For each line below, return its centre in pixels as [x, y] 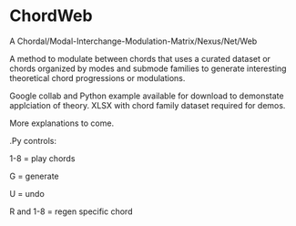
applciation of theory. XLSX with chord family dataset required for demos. [148, 105]
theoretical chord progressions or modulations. [97, 77]
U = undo [27, 193]
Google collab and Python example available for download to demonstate [147, 96]
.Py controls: [33, 140]
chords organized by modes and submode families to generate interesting [148, 68]
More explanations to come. [62, 123]
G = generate [34, 176]
